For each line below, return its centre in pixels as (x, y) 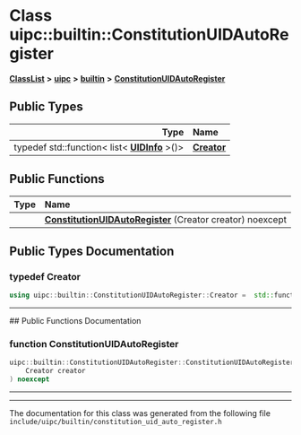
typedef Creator (45, 276)
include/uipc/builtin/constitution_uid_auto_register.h (116, 422)
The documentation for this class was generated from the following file (140, 413)
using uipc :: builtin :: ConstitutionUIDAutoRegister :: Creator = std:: (142, 296)
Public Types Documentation (92, 251)
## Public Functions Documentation (75, 321)
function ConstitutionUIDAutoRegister (94, 344)
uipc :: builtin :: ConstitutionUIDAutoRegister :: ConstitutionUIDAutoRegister (152, 363)
